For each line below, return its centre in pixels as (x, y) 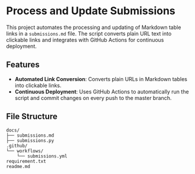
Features (23, 65)
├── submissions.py (30, 140)
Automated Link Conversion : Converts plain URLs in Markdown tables (101, 79)
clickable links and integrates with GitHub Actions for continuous (85, 40)
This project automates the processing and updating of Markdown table (94, 27)
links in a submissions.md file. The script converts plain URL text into (89, 33)
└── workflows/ (25, 151)
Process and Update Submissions (91, 11)
